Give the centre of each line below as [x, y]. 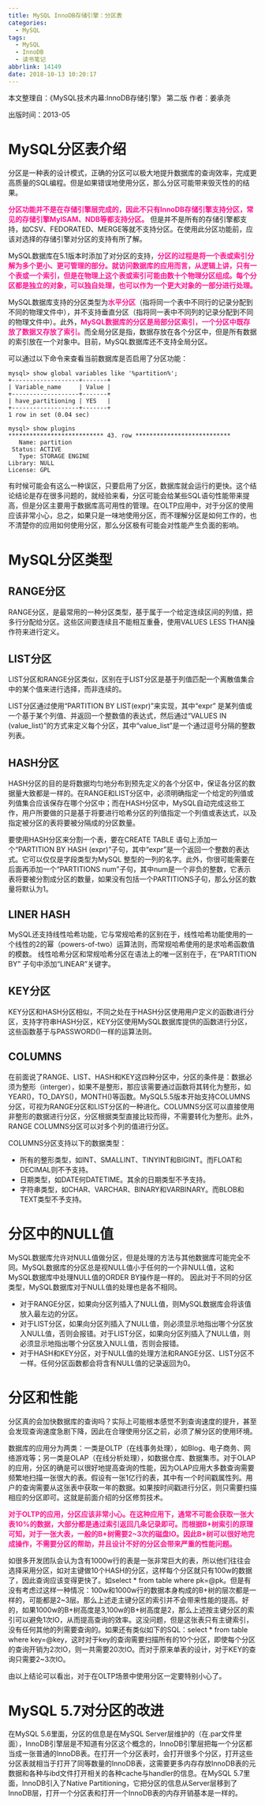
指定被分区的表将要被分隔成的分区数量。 [74, 823]
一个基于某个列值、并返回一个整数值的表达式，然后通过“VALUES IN [118, 716]
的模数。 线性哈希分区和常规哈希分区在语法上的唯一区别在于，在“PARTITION [132, 954]
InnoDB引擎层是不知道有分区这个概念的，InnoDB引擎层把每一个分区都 [138, 1744]
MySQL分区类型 [60, 559]
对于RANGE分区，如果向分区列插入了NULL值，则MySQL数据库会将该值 [135, 1304]
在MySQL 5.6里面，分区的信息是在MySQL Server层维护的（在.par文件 [122, 1734]
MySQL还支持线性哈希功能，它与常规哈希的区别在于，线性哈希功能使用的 [127, 934]
